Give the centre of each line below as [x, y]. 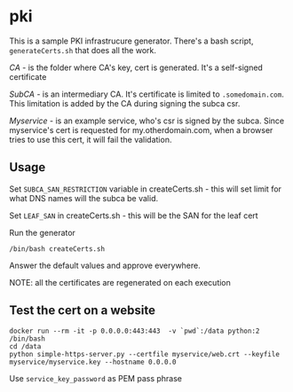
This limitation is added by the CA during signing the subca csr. [125, 103]
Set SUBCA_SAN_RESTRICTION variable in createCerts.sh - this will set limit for [146, 189]
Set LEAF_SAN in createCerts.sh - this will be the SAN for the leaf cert [134, 216]
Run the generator [42, 232]
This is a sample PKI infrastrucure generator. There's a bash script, [131, 41]
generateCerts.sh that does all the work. [83, 50]
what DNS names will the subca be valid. [83, 198]
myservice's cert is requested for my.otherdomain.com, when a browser [141, 129]
